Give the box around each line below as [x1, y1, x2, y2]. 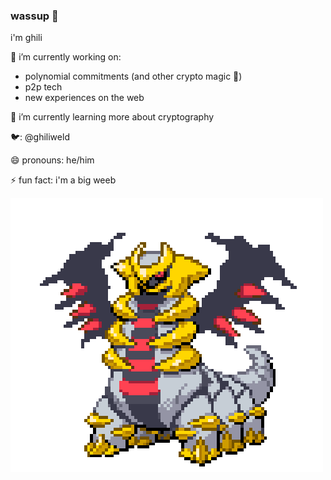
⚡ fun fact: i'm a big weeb [10, 174, 117, 186]
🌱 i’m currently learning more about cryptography [10, 111, 215, 123]
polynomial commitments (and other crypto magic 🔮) [24, 70, 243, 83]
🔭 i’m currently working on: [10, 51, 122, 63]
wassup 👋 [10, 9, 59, 23]
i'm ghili [10, 32, 43, 44]
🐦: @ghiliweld [10, 131, 70, 143]
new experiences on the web [24, 92, 145, 104]
